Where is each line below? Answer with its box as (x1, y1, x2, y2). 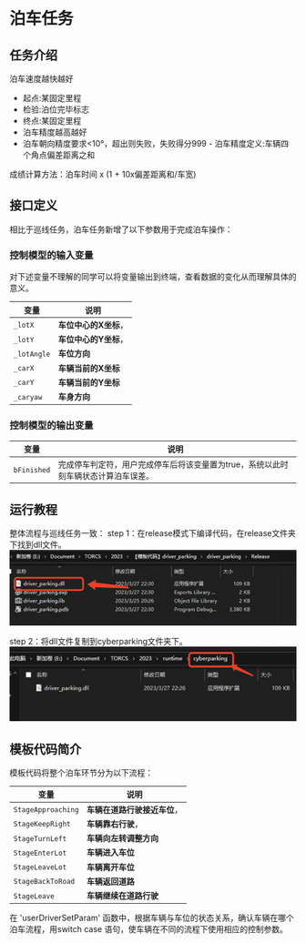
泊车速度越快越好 (9, 74, 74, 84)
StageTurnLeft (13, 834, 67, 843)
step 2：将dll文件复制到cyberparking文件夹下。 (9, 636, 189, 647)
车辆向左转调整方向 (86, 833, 159, 844)
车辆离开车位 (86, 861, 135, 872)
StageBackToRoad (13, 877, 76, 887)
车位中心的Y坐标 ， (57, 334, 128, 345)
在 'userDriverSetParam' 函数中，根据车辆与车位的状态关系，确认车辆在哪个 (9, 912, 294, 923)
